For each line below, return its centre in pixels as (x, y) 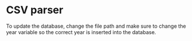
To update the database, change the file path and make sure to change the (96, 26)
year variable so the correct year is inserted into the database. (81, 32)
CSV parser (35, 10)
